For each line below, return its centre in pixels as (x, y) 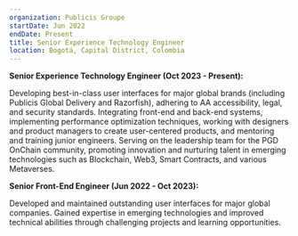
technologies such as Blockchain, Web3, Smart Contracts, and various (138, 159)
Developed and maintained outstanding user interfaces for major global (140, 203)
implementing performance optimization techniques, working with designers (149, 122)
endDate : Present (41, 34)
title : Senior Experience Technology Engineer (97, 42)
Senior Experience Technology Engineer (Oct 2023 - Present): (126, 76)
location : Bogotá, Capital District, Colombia (97, 51)
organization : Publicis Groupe (67, 17)
